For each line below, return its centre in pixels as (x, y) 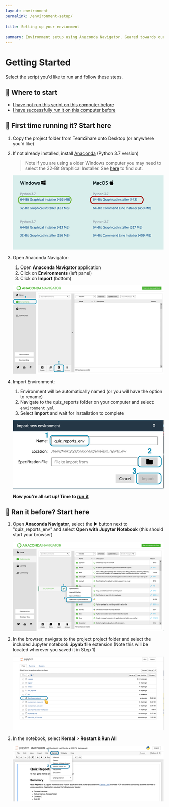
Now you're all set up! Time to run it (51, 496)
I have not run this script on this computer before (63, 105)
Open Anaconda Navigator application (60, 267)
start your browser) (32, 535)
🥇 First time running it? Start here (58, 126)
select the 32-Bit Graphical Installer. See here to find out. (84, 168)
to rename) (31, 397)
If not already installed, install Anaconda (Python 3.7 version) (76, 153)
